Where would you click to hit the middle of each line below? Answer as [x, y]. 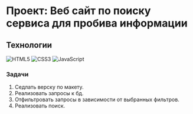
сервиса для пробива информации [97, 23]
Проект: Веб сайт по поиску [78, 11]
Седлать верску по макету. [49, 87]
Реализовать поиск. [40, 106]
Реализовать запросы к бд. [49, 93]
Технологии [29, 45]
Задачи [17, 74]
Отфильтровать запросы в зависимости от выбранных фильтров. [97, 100]
